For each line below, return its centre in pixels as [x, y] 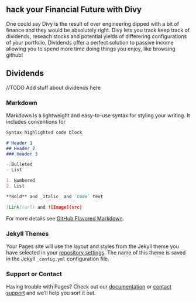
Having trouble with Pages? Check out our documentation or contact [89, 287]
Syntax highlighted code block [44, 132]
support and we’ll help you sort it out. [51, 293]
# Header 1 [19, 143]
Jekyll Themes [27, 233]
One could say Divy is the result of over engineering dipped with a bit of [93, 23]
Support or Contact [34, 274]
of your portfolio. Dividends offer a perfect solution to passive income [90, 42]
